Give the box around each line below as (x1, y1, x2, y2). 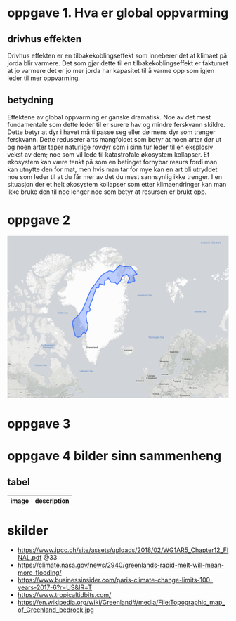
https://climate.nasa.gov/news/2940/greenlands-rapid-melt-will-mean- (17, 561, 225, 570)
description (34, 497, 70, 505)
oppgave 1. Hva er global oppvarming (7, 5, 229, 21)
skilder (7, 523, 48, 539)
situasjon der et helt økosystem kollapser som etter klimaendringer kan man (7, 180, 227, 188)
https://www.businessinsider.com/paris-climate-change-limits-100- (17, 576, 214, 584)
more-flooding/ (17, 568, 62, 577)
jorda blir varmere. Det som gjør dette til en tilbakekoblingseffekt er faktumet (7, 59, 228, 67)
